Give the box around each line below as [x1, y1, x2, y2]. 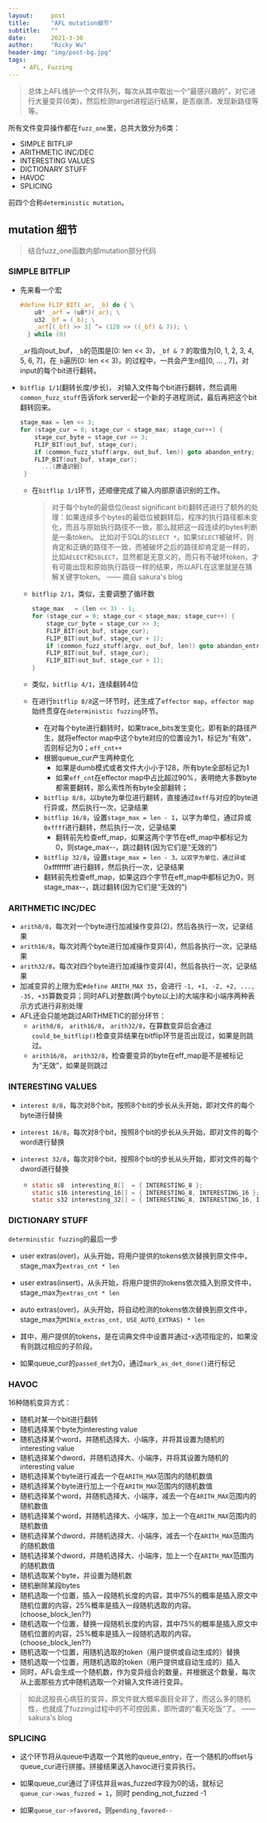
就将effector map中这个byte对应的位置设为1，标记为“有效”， [57, 733, 256, 743]
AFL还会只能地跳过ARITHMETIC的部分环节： [19, 1011, 167, 1020]
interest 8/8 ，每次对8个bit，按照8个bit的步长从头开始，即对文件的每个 [19, 1100, 256, 1110]
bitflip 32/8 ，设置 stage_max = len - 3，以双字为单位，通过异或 [43, 853, 246, 862]
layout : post [8, 11, 66, 20]
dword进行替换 [19, 1164, 69, 1173]
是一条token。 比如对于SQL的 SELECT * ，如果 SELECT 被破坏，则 [51, 532, 254, 542]
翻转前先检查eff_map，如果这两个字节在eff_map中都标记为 [55, 833, 248, 842]
